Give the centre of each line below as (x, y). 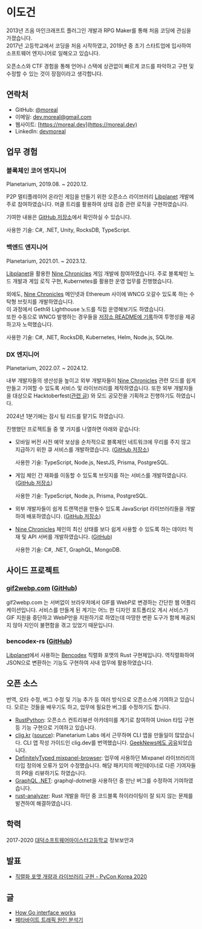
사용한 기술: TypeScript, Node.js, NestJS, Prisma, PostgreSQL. (92, 462)
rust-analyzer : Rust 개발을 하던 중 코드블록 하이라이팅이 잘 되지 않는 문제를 (104, 796)
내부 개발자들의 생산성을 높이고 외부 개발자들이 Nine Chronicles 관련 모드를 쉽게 (101, 380)
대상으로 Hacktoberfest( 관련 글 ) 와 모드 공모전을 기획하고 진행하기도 (93, 396)
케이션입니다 (21, 610)
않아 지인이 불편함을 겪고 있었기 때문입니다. (64, 625)
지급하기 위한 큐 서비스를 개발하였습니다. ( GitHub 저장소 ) (82, 450)
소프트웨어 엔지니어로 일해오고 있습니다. (53, 53)
